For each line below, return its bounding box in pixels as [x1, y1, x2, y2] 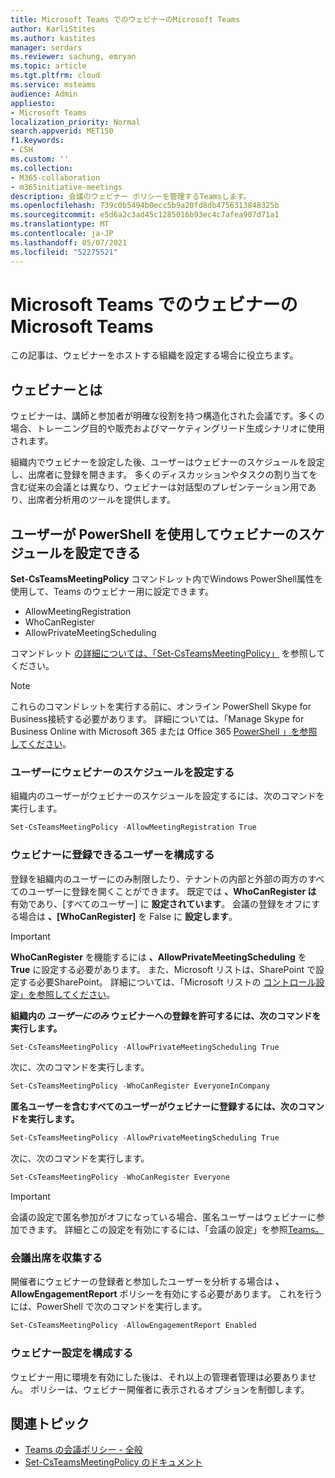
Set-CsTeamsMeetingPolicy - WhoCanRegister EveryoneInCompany [10, 1081, 271, 1091]
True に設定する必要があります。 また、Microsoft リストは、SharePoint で [10, 963, 317, 975]
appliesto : [10, 98, 56, 108]
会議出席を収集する [10, 1251, 103, 1265]
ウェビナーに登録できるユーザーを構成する [10, 848, 215, 862]
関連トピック [10, 1415, 90, 1432]
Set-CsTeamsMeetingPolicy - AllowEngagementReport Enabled [10, 1321, 257, 1331]
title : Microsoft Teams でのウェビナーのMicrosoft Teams [10, 14, 241, 25]
